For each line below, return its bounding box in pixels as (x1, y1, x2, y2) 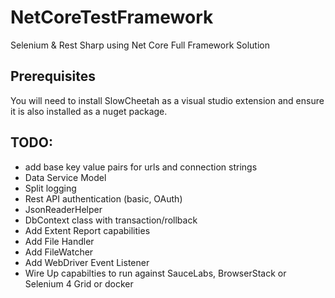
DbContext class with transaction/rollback (24, 214, 198, 226)
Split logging (24, 182, 77, 194)
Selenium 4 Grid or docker (24, 277, 134, 290)
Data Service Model (24, 171, 107, 183)
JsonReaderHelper (24, 203, 103, 215)
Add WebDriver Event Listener (24, 256, 150, 268)
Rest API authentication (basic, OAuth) (24, 192, 183, 205)
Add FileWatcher (24, 246, 94, 258)
